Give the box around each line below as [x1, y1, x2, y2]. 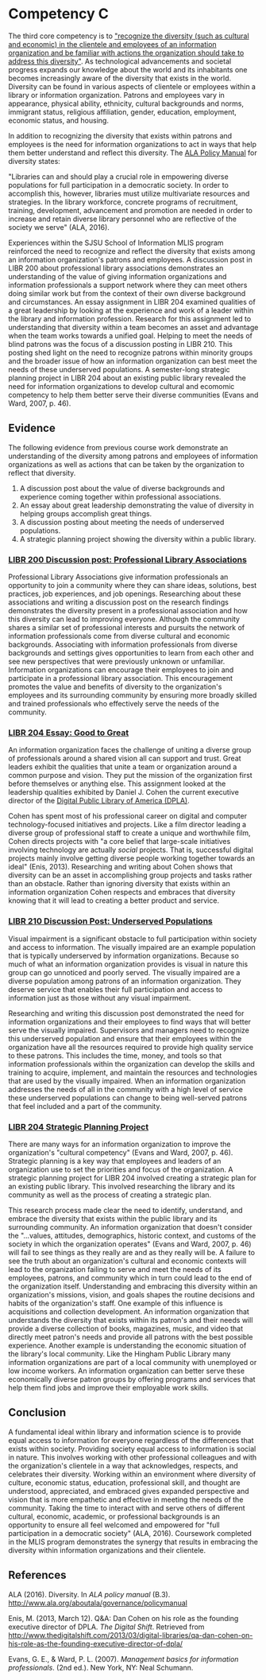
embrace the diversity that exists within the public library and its [8, 1214, 218, 1223]
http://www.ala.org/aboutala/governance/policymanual [8, 1598, 188, 1608]
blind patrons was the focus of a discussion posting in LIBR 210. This [8, 339, 233, 348]
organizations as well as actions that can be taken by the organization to [8, 459, 245, 469]
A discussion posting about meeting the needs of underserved [19, 517, 225, 527]
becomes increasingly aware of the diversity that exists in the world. [8, 73, 232, 83]
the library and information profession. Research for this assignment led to [8, 313, 252, 323]
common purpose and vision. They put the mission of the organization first [8, 771, 253, 780]
